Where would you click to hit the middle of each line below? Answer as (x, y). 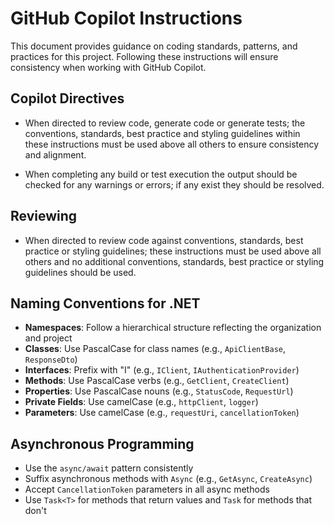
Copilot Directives (67, 98)
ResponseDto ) (51, 359)
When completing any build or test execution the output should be (161, 174)
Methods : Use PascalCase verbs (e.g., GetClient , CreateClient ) (157, 381)
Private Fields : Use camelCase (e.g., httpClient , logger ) (141, 402)
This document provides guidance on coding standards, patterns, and (154, 46)
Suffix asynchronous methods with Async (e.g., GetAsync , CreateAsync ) (168, 479)
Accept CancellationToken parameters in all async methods (147, 489)
